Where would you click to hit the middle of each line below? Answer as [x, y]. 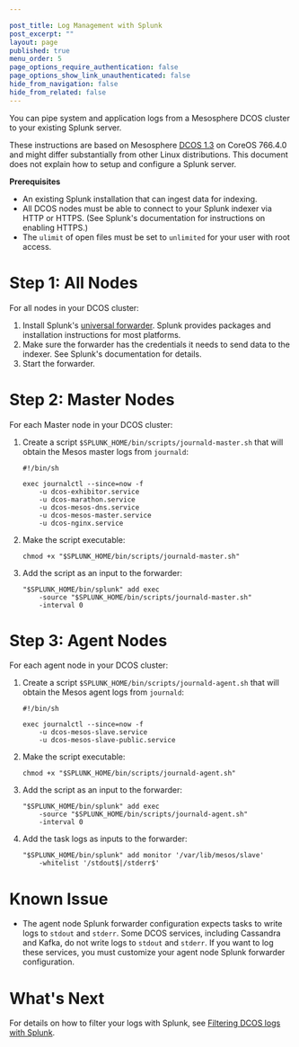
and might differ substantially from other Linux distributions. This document [149, 155]
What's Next [57, 998]
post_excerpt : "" [42, 34]
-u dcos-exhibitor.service [89, 492]
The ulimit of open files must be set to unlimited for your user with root [156, 237]
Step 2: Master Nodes [92, 399]
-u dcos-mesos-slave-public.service [107, 741]
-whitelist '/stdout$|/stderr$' [99, 864]
